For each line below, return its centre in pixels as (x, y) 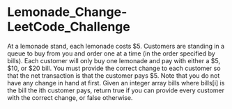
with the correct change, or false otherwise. (70, 97)
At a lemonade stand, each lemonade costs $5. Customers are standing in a (116, 46)
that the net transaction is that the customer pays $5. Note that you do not (114, 75)
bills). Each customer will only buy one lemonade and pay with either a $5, (114, 60)
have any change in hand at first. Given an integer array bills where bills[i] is (116, 83)
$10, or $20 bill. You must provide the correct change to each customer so (114, 68)
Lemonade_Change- (67, 12)
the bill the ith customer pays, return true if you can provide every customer (116, 90)
